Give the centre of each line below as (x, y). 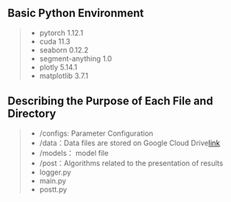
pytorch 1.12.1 (61, 32)
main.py (52, 180)
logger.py (55, 172)
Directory (32, 114)
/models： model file (74, 153)
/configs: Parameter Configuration (97, 133)
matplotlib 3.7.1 (64, 75)
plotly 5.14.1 (58, 67)
